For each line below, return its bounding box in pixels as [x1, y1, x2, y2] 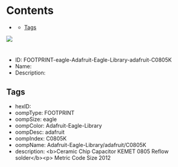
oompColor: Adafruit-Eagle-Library [14, 122, 103, 129]
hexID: [14, 102, 31, 110]
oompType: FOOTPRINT [14, 109, 75, 116]
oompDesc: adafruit [14, 128, 65, 136]
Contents [6, 4, 54, 18]
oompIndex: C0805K [14, 134, 67, 142]
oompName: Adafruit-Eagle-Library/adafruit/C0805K [14, 141, 147, 148]
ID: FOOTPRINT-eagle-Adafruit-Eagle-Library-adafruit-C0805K [14, 56, 172, 64]
